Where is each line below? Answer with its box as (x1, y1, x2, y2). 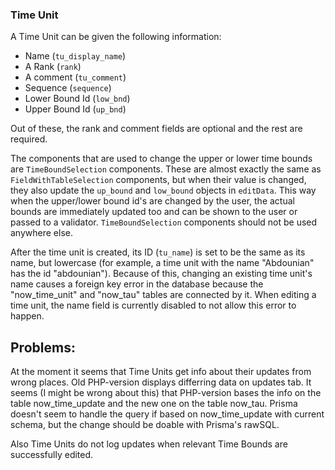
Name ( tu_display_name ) (24, 50, 127, 62)
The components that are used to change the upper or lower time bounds (10, 153, 313, 165)
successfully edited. (10, 449, 94, 461)
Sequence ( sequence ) (24, 82, 112, 94)
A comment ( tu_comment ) (24, 71, 127, 83)
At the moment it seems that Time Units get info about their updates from (10, 366, 312, 378)
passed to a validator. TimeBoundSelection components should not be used (10, 216, 318, 228)
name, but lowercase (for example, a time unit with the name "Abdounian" (10, 257, 315, 269)
